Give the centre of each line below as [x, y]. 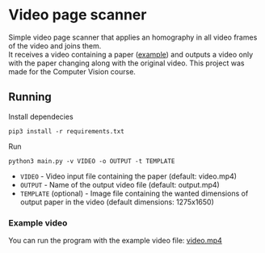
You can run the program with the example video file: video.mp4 [115, 241]
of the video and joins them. [55, 45]
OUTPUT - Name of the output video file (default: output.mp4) [120, 184]
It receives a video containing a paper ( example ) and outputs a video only [131, 54]
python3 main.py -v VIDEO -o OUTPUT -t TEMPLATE [92, 161]
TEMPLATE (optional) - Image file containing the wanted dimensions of [134, 193]
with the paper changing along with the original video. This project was [126, 63]
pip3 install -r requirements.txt [67, 131]
